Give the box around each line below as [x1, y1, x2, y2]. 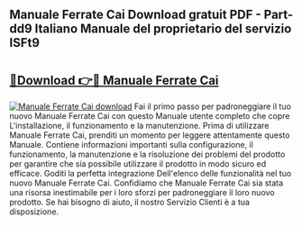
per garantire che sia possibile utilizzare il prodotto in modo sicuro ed [9, 158, 267, 169]
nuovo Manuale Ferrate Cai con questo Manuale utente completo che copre [9, 111, 290, 121]
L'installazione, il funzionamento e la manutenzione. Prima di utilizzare [9, 121, 270, 131]
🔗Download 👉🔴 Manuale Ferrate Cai [9, 72, 219, 88]
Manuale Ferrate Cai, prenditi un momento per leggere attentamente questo [9, 130, 290, 140]
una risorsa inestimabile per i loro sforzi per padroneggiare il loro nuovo [9, 187, 275, 197]
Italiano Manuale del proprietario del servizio [34, 22, 292, 37]
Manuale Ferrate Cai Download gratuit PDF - [9, 7, 261, 23]
